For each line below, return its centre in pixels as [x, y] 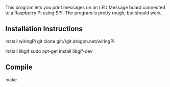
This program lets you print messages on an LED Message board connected [85, 7]
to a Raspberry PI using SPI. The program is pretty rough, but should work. [84, 13]
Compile [19, 67]
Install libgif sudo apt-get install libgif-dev [49, 51]
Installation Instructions [44, 29]
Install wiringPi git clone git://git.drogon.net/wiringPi [60, 41]
